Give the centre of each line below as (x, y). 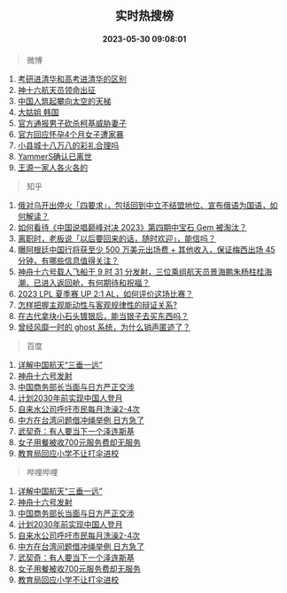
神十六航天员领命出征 (56, 90)
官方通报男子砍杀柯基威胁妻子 (72, 123)
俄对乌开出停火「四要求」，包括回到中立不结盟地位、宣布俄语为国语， (143, 205)
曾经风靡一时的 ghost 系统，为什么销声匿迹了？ (104, 327)
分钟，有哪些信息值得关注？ (68, 261)
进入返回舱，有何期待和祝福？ (96, 283)
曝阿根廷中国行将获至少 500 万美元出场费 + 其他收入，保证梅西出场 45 (147, 249)
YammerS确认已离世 (55, 156)
